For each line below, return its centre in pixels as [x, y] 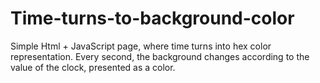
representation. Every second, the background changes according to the [160, 56]
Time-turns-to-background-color [152, 18]
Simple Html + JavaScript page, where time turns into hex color [141, 46]
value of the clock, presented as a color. [93, 67]
